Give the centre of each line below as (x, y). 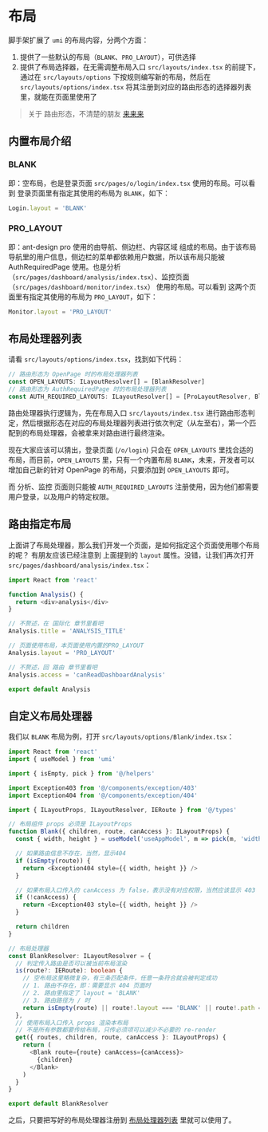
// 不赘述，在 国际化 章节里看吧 (56, 624)
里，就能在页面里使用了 (58, 97)
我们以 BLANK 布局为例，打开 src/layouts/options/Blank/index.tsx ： (121, 737)
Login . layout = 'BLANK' (48, 208)
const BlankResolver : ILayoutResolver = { (80, 956)
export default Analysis (49, 689)
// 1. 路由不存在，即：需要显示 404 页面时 (87, 986)
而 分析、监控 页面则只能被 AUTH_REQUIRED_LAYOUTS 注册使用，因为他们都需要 (134, 487)
